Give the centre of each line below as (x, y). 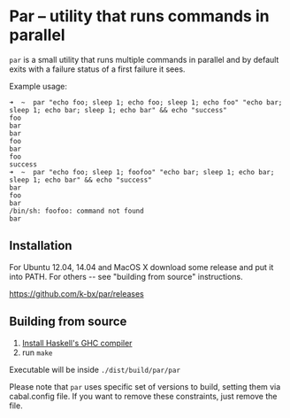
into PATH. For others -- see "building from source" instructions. (126, 276)
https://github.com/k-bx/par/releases (76, 293)
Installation (41, 246)
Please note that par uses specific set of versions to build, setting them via (145, 386)
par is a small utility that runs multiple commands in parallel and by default (144, 59)
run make (37, 352)
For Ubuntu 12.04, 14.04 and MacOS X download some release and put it (141, 267)
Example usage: (38, 86)
